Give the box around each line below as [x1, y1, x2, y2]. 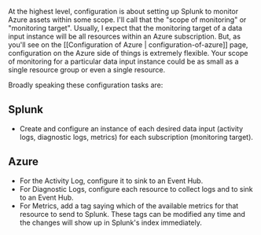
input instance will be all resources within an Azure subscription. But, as [8, 31, 241, 41]
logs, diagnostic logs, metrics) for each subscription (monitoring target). [19, 132, 254, 141]
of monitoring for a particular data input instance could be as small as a [8, 57, 239, 66]
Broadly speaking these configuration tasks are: [8, 80, 164, 90]
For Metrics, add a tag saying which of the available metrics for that [19, 200, 239, 211]
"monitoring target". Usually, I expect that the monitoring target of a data [8, 24, 242, 32]
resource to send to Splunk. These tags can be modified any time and [19, 209, 246, 218]
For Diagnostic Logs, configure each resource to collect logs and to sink [19, 184, 253, 193]
